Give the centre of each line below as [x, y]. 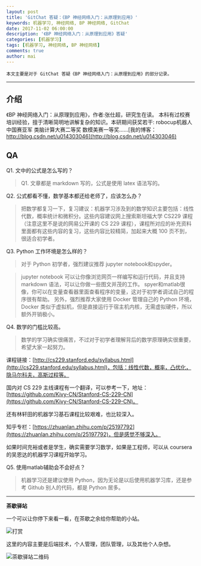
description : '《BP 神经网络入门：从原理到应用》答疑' [67, 34]
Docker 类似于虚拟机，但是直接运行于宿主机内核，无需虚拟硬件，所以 [106, 307]
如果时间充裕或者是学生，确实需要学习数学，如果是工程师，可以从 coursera [99, 447]
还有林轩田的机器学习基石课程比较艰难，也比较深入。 [72, 414]
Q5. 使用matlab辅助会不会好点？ [46, 467]
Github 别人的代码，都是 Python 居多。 [76, 488]
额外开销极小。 [39, 314]
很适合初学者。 [39, 239]
